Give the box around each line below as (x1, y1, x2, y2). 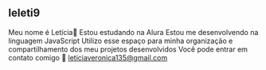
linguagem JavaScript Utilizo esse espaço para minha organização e (8, 36, 233, 45)
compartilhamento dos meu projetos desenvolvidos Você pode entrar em (8, 44, 248, 54)
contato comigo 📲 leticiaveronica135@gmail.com (8, 52, 168, 62)
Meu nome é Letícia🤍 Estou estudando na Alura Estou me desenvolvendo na (8, 27, 259, 37)
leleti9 (8, 6, 41, 20)
